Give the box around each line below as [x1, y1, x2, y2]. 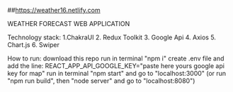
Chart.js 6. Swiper [7, 41, 60, 48]
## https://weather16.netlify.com [7, 6, 101, 14]
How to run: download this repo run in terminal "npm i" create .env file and [7, 54, 225, 63]
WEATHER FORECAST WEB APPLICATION [7, 20, 130, 27]
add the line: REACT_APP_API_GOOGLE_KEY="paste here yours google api [7, 62, 225, 70]
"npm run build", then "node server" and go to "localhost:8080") [7, 77, 195, 85]
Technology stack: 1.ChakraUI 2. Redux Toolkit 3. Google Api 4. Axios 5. [7, 33, 216, 41]
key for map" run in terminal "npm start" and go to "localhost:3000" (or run [7, 70, 227, 77]
